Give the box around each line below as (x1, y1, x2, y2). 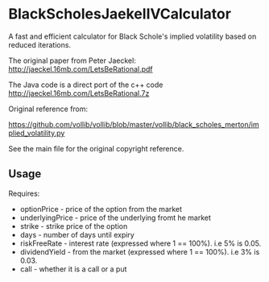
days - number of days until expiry (19, 230, 134, 239)
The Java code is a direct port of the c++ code (8, 80, 163, 89)
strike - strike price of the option (19, 221, 128, 230)
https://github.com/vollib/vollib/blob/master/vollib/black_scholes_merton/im (8, 119, 259, 129)
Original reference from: (8, 104, 89, 114)
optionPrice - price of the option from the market (19, 204, 183, 214)
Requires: (8, 189, 40, 198)
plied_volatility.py (8, 128, 65, 138)
